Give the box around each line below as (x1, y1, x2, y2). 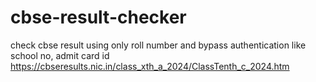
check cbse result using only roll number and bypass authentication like (10, 39, 307, 51)
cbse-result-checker (10, 6, 187, 29)
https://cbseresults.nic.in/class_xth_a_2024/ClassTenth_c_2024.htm (10, 60, 290, 72)
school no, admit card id (10, 49, 110, 61)
